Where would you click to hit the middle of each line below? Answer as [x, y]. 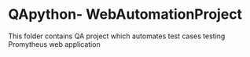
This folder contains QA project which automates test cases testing [117, 36]
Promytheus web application [54, 44]
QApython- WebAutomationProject [125, 14]
